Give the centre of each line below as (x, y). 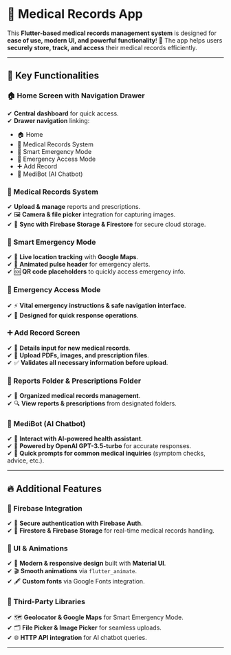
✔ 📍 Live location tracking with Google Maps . (73, 257)
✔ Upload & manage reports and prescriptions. (74, 206)
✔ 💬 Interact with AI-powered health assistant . (75, 438)
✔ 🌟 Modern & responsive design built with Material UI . (87, 564)
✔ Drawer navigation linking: (48, 120)
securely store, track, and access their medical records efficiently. (102, 47)
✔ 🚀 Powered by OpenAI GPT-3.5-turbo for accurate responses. (99, 446)
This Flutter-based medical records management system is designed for (112, 33)
